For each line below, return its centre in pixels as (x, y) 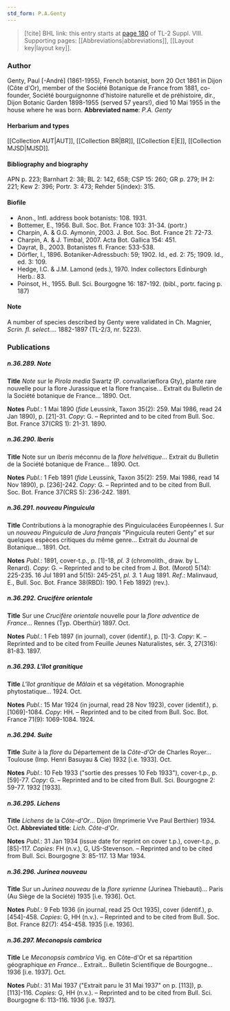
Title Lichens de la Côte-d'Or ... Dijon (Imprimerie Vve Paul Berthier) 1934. (112, 821)
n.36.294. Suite (30, 735)
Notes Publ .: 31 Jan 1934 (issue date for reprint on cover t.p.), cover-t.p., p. (114, 842)
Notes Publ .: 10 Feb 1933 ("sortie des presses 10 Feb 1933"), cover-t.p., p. (113, 773)
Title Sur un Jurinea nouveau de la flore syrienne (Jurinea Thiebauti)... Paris (115, 889)
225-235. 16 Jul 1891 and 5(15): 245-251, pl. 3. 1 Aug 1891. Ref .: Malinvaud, (113, 575)
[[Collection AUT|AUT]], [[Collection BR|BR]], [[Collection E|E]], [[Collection (114, 141)
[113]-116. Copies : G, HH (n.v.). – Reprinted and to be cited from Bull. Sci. (109, 993)
